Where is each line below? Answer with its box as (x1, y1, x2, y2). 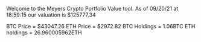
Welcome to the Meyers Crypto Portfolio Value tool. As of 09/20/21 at (6, 5, 179, 12)
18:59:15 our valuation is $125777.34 (6, 11, 97, 18)
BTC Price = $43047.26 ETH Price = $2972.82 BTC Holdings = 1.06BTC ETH (6, 23, 196, 30)
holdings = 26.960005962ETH (6, 29, 83, 36)
